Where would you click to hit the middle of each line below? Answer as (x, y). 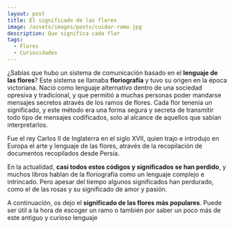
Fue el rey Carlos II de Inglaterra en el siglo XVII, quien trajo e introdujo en (113, 138)
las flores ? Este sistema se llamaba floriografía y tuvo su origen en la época (117, 80)
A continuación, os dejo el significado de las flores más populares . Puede (115, 202)
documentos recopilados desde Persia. (64, 153)
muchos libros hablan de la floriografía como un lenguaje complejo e (106, 174)
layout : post (26, 14)
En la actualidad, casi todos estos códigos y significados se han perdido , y (117, 167)
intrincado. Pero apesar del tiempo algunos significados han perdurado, (111, 181)
